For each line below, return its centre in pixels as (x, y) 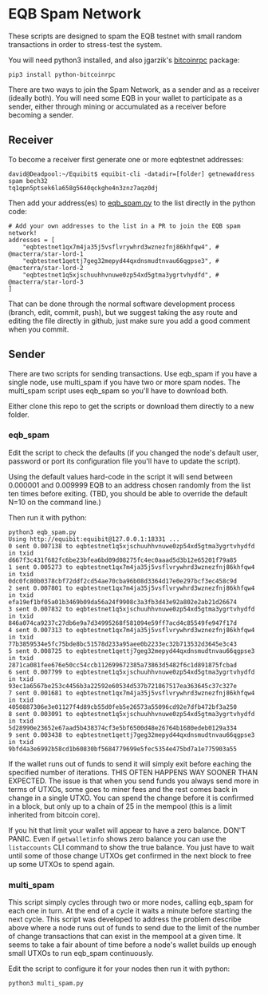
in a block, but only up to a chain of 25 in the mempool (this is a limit (120, 806)
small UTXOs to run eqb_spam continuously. (81, 953)
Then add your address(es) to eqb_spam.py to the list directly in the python (132, 203)
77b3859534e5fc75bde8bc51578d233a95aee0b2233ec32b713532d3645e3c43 (123, 644)
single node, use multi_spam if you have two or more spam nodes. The (124, 382)
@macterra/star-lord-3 (46, 282)
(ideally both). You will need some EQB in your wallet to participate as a (126, 98)
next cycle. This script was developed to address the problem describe (125, 919)
